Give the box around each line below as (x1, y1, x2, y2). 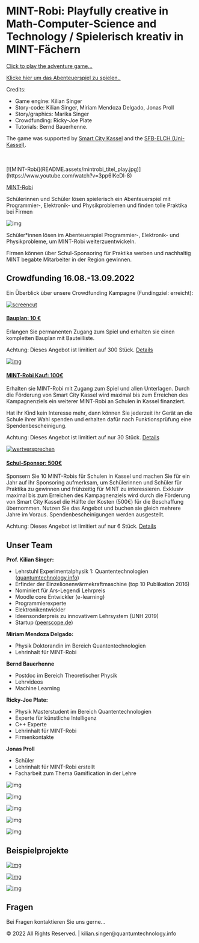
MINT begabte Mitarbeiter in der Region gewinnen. (6, 256, 132, 263)
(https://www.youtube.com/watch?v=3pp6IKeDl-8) (6, 172, 132, 179)
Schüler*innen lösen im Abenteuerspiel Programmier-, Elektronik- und (6, 231, 179, 238)
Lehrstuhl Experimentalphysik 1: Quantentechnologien (14, 567, 148, 575)
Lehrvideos (14, 678, 43, 685)
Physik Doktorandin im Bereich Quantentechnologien (14, 642, 146, 649)
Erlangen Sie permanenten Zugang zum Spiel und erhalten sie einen (6, 328, 176, 335)
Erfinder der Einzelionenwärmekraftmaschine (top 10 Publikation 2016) (14, 581, 190, 588)
